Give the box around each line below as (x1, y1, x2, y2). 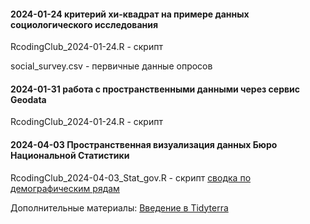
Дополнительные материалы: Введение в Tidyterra (10, 201, 229, 214)
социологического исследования (10, 18, 159, 30)
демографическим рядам (10, 182, 120, 194)
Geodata (10, 93, 47, 105)
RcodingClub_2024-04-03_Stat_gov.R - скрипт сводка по (10, 171, 252, 184)
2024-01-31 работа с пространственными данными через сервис (10, 83, 301, 95)
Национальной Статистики (10, 150, 130, 161)
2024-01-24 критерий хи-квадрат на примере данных (10, 8, 250, 20)
